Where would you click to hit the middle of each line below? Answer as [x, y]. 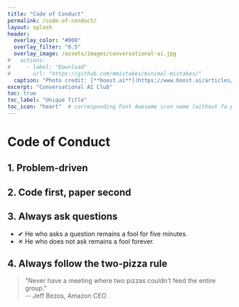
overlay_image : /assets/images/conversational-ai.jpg [95, 54]
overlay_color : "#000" [47, 41]
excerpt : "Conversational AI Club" [60, 87]
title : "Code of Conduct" [46, 14]
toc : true [22, 93]
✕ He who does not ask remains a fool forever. [86, 241]
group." [36, 288]
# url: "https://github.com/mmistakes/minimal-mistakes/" [105, 73]
